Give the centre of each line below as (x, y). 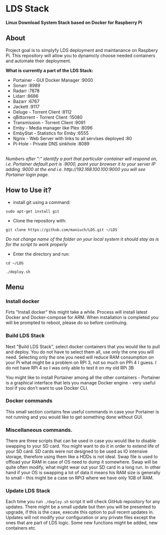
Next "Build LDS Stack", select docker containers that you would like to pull (83, 347)
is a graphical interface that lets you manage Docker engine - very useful (81, 382)
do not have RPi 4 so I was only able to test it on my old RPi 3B (70, 367)
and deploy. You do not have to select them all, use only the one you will (80, 352)
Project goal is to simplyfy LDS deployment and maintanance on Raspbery (82, 50)
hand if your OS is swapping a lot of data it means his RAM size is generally (83, 473)
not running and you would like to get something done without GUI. (75, 417)
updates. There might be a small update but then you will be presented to (81, 507)
